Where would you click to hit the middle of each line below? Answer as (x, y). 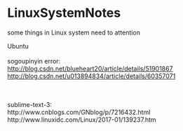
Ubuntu (18, 46)
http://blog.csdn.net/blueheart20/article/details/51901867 (90, 68)
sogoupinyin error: (34, 61)
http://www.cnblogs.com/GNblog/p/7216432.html (79, 112)
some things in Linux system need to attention (74, 32)
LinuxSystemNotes (64, 13)
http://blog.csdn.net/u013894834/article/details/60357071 (91, 76)
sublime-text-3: (30, 104)
